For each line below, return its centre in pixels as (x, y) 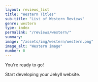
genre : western (21, 23)
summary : (14, 37)
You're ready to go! (25, 65)
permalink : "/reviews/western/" (38, 32)
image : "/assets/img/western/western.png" (49, 42)
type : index (17, 28)
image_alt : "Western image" (34, 46)
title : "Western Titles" (31, 14)
